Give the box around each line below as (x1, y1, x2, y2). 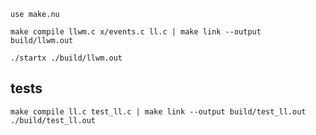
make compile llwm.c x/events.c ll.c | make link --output (10, 27, 262, 37)
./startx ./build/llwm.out (10, 53, 123, 63)
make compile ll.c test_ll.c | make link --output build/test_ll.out (10, 106, 307, 117)
